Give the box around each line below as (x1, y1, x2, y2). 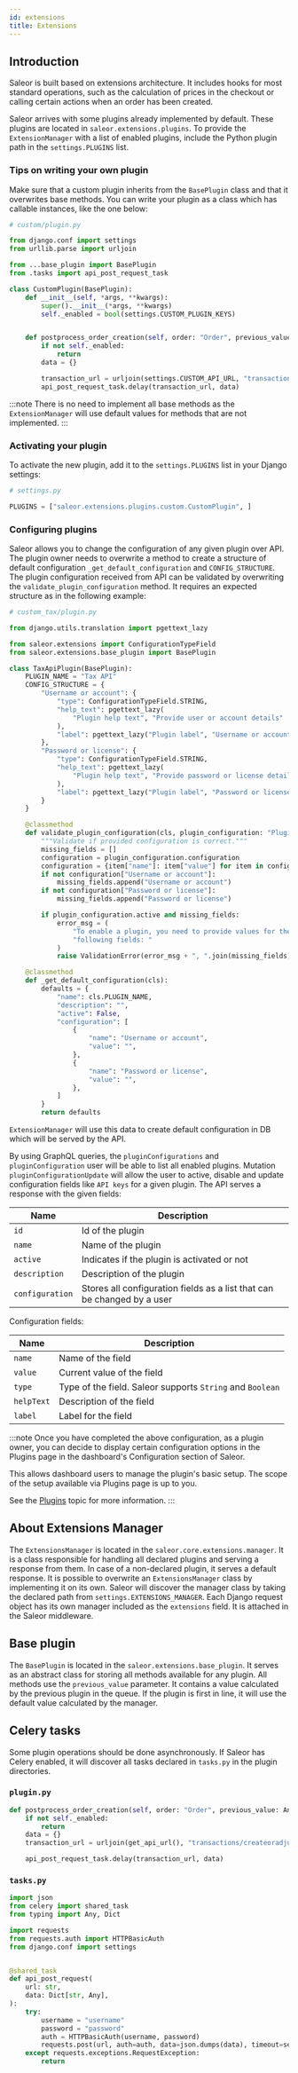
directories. (9, 1765, 51, 1776)
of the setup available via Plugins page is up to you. (9, 1478, 198, 1489)
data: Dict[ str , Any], (25, 1991, 109, 2000)
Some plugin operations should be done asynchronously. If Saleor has (9, 1746, 266, 1757)
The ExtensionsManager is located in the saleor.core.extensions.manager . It (9, 1544, 284, 1555)
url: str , (25, 1982, 62, 1992)
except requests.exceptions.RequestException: (25, 2049, 200, 2058)
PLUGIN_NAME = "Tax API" (25, 672, 117, 682)
